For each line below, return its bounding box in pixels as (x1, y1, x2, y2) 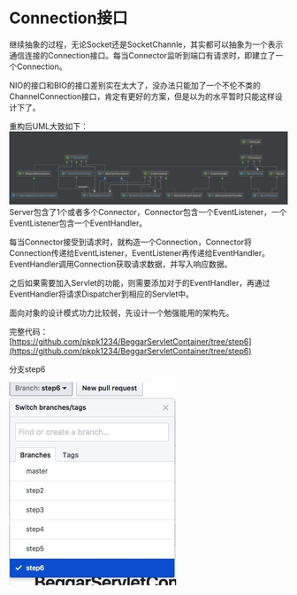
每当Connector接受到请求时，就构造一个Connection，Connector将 (9, 236, 252, 247)
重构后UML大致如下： (9, 120, 88, 131)
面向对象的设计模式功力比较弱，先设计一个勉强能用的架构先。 (9, 307, 234, 318)
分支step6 (9, 364, 46, 375)
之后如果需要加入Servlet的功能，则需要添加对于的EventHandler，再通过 (9, 277, 270, 288)
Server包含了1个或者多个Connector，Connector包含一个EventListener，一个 (9, 206, 287, 217)
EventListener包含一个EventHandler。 (9, 218, 148, 228)
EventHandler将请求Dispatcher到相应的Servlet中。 (9, 289, 194, 299)
